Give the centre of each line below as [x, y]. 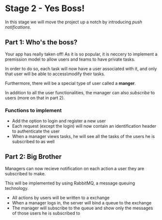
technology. [17, 188]
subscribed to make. [25, 173]
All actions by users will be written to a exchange [61, 198]
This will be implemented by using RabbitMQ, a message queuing [70, 183]
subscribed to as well [33, 142]
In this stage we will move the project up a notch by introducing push [74, 22]
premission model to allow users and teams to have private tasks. [70, 59]
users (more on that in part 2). [35, 98]
